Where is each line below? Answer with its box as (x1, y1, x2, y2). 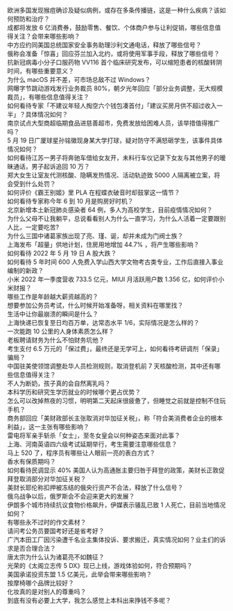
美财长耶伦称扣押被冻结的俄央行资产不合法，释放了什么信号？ (7, 483, 184, 492)
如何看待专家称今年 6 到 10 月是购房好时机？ (7, 197, 134, 205)
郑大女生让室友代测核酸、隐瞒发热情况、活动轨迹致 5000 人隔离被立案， (7, 171, 214, 179)
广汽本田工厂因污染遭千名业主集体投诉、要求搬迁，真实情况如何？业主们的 (7, 535, 220, 544)
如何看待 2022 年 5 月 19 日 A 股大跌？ (7, 249, 117, 257)
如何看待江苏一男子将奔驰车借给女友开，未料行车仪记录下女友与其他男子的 (7, 153, 220, 162)
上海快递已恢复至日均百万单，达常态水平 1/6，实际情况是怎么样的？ (7, 319, 200, 326)
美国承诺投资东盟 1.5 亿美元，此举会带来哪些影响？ (7, 570, 153, 578)
